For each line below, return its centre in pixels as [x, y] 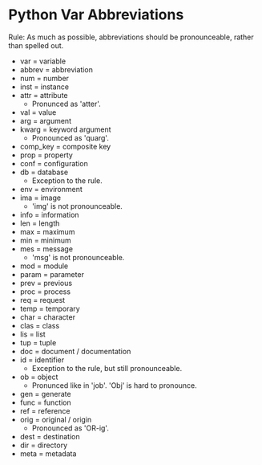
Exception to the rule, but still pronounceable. [107, 368]
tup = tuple [38, 342]
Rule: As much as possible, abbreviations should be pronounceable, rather [131, 37]
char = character [48, 317]
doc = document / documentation [75, 351]
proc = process [45, 292]
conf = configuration [54, 163]
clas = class [40, 325]
